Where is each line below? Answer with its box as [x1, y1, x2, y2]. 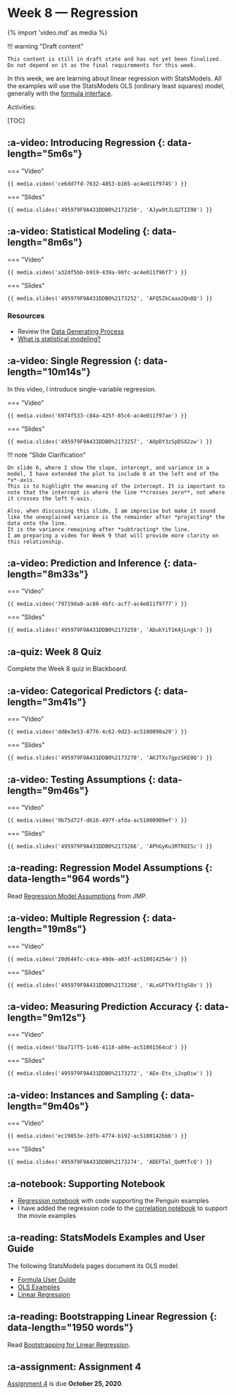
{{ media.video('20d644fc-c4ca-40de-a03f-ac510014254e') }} [7, 956, 188, 963]
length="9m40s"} [7, 1100, 89, 1112]
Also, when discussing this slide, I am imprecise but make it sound [7, 507, 216, 514]
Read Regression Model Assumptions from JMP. [7, 891, 148, 900]
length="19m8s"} [7, 923, 87, 935]
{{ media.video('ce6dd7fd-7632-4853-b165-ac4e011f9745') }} [7, 180, 188, 188]
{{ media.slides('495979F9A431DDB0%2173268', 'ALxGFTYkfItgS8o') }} [7, 982, 213, 989]
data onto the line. [7, 520, 68, 527]
